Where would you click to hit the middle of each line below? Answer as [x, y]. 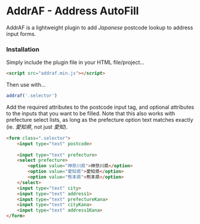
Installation [23, 49]
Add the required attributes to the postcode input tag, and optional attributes [100, 107]
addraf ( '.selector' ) [32, 96]
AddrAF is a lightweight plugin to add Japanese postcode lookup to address [100, 27]
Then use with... [26, 85]
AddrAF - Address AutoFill [73, 11]
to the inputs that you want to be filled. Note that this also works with [91, 113]
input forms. [21, 33]
